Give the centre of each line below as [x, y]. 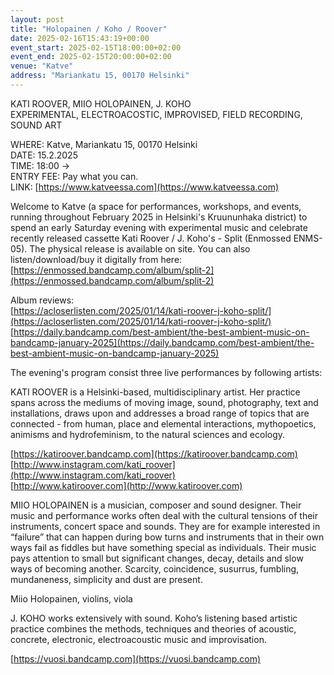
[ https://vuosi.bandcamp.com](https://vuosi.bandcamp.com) [136, 658]
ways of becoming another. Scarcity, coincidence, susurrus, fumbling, [155, 568]
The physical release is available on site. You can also [140, 248]
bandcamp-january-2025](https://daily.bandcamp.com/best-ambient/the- [162, 342]
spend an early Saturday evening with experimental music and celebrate [159, 227]
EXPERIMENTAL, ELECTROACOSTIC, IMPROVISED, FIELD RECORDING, [156, 114]
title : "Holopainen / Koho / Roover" [89, 29]
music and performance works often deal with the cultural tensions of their [164, 515]
